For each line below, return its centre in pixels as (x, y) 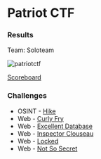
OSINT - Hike (36, 111)
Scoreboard (25, 77)
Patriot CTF (41, 13)
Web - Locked (38, 141)
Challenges (27, 96)
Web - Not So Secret (47, 148)
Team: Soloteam (31, 50)
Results (20, 35)
